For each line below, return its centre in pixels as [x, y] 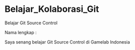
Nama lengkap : [21, 32]
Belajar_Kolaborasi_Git [52, 9]
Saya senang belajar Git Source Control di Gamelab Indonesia [67, 42]
